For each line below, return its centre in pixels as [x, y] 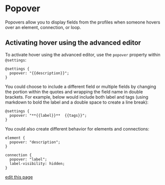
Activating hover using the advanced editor [73, 43]
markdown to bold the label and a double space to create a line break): [77, 102]
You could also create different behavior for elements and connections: [77, 129]
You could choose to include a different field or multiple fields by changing [81, 86]
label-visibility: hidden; [37, 163]
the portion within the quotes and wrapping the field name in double [74, 92]
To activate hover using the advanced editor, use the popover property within [83, 54]
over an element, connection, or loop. [43, 27]
